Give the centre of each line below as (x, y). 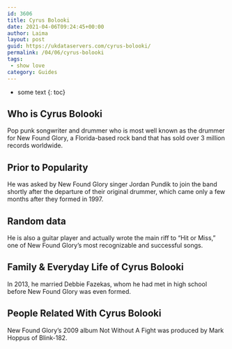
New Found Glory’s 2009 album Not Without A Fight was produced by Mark (116, 330)
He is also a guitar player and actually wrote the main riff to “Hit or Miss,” (111, 237)
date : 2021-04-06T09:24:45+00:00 (56, 27)
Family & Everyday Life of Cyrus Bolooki (95, 267)
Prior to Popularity (48, 167)
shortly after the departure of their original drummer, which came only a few (116, 192)
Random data (37, 221)
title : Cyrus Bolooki (39, 20)
